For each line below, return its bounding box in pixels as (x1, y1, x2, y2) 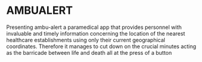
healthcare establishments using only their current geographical (6, 36, 166, 43)
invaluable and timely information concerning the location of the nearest (6, 29, 186, 37)
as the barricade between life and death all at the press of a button (6, 49, 172, 56)
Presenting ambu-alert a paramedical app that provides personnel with (6, 23, 182, 31)
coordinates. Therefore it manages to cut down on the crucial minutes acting (6, 43, 197, 50)
